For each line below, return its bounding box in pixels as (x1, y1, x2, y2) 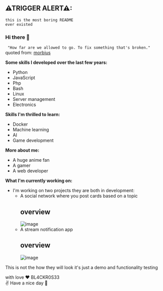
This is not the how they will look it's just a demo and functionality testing (5, 264, 158, 270)
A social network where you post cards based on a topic (20, 193, 138, 199)
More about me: (5, 147, 39, 154)
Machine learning (12, 127, 49, 133)
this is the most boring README (5, 17, 73, 22)
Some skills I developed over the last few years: (5, 59, 108, 65)
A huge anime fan (12, 157, 50, 163)
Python (12, 69, 28, 76)
